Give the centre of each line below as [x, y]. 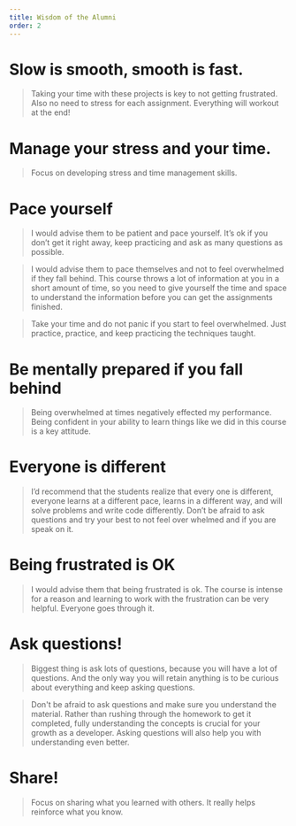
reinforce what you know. [77, 812]
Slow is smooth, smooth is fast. [126, 69]
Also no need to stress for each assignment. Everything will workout [155, 104]
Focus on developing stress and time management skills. [134, 173]
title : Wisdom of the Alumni [63, 17]
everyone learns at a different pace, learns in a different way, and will [156, 501]
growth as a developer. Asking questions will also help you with [146, 733]
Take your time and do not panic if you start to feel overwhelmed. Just [159, 324]
